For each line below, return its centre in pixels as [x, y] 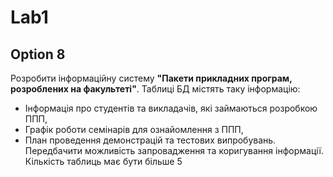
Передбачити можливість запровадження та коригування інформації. [174, 150]
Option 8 [38, 54]
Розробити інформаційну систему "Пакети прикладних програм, [151, 78]
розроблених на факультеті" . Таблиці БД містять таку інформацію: [155, 89]
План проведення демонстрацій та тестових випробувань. [150, 140]
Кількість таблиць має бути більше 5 [103, 161]
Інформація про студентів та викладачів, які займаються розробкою [171, 108]
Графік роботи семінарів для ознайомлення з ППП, [134, 129]
